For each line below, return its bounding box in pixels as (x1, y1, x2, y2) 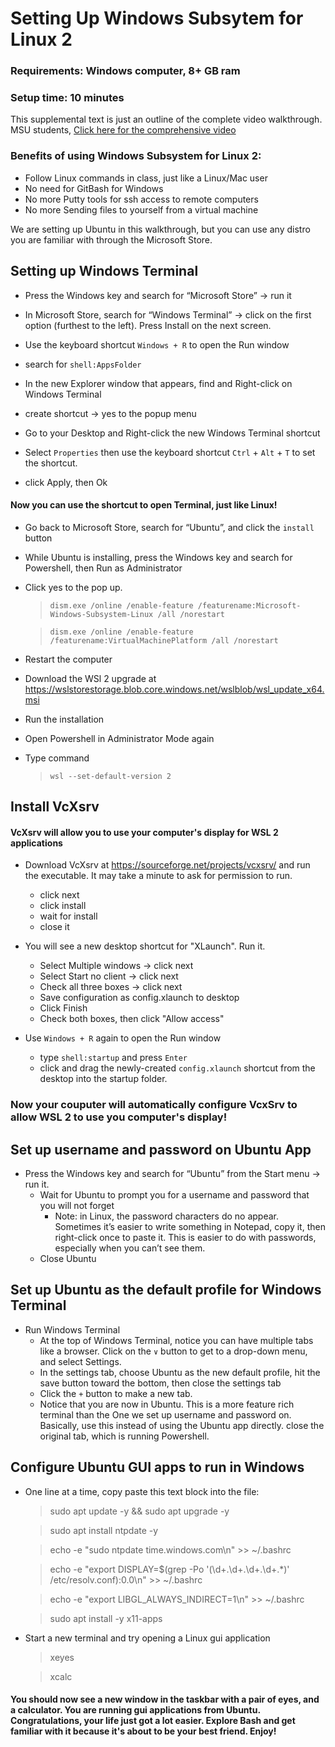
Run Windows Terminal (24, 1323, 121, 1336)
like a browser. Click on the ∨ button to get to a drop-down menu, (39, 1345, 308, 1357)
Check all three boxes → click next (39, 981, 183, 993)
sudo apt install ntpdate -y (49, 1524, 159, 1536)
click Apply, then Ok (24, 476, 108, 488)
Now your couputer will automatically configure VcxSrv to (10, 1098, 298, 1112)
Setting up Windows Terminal (10, 263, 199, 280)
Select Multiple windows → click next (39, 960, 194, 972)
